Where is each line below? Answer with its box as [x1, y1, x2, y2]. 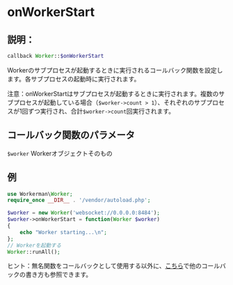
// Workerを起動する [7, 242, 61, 249]
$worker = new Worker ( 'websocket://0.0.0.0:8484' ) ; [7, 210, 160, 217]
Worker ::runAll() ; [7, 248, 61, 255]
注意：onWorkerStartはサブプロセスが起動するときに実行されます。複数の [7, 89, 219, 98]
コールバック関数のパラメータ [7, 130, 136, 141]
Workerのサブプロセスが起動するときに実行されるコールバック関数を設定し [7, 66, 223, 74]
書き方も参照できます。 [25, 270, 93, 279]
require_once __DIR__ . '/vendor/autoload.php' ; [7, 197, 151, 204]
